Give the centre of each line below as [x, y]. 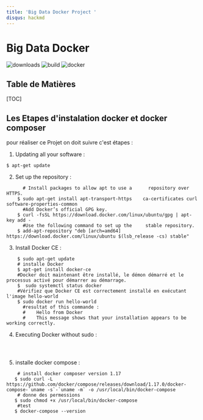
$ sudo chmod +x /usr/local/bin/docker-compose [76, 401]
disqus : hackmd [26, 18]
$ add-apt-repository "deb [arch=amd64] [69, 231]
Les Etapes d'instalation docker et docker [87, 118]
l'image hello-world [33, 297]
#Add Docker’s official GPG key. [65, 210]
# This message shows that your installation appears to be [105, 318]
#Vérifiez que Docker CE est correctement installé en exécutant [102, 291]
